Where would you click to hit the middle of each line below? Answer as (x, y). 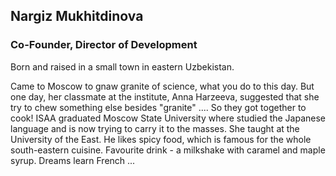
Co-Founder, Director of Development (104, 45)
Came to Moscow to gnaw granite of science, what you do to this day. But (162, 86)
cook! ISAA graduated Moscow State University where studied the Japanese (168, 118)
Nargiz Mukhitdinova (77, 16)
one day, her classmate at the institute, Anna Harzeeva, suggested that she (165, 96)
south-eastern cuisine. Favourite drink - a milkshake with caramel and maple (168, 150)
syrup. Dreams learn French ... (73, 160)
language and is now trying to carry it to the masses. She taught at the (155, 128)
